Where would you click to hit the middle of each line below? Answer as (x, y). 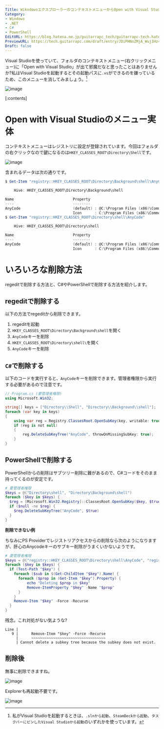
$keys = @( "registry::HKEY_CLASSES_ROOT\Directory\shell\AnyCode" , (75, 560)
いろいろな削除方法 (44, 270)
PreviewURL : (17, 42)
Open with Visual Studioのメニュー (76, 120)
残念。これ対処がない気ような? (36, 620)
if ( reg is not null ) (36, 425)
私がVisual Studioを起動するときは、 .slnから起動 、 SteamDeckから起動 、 (82, 715)
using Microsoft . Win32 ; (29, 399)
